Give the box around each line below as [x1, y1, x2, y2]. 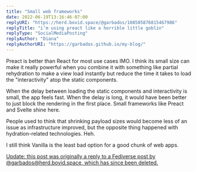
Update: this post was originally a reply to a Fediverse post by [6, 153, 156, 160]
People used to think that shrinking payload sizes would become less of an [6, 117, 188, 124]
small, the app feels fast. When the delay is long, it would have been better [6, 93, 187, 100]
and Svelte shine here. [6, 106, 61, 113]
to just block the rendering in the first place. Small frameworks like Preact [6, 100, 184, 107]
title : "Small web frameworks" [6, 8, 83, 15]
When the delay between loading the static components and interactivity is [6, 87, 188, 95]
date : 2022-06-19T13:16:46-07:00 [6, 14, 88, 20]
